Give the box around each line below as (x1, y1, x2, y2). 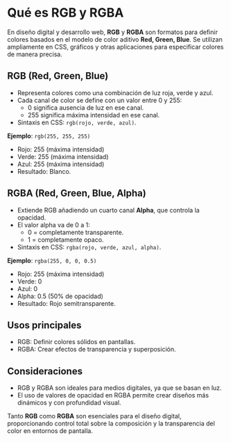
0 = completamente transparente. (27, 228, 124, 236)
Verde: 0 (17, 277, 42, 286)
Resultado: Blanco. (17, 167, 71, 175)
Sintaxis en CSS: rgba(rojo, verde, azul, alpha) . (17, 243, 162, 251)
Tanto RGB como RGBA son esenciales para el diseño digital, (7, 412, 182, 420)
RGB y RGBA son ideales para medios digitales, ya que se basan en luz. (17, 384, 222, 392)
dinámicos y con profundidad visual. (17, 398, 121, 407)
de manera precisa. (7, 50, 62, 58)
